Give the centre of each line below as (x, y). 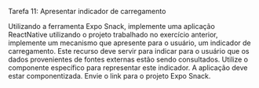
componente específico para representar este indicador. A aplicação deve (128, 68)
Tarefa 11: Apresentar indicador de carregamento (87, 11)
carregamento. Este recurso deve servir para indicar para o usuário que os (129, 51)
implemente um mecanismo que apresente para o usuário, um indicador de (129, 43)
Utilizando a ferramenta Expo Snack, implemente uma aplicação (112, 26)
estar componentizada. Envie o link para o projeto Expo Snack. (109, 76)
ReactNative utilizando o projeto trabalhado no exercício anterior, (113, 35)
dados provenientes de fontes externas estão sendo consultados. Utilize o (128, 59)
